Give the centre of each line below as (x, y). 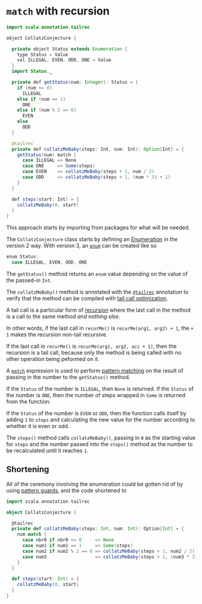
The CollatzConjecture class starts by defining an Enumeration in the (92, 239)
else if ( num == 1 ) (41, 99)
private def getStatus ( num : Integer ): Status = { (75, 83)
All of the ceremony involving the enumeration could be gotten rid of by (95, 484)
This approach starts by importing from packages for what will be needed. (98, 228)
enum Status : (23, 257)
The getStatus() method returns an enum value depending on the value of (97, 274)
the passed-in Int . (29, 280)
